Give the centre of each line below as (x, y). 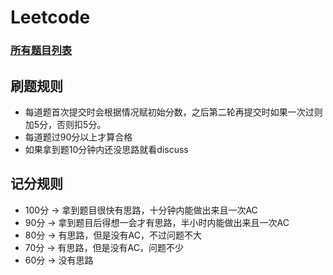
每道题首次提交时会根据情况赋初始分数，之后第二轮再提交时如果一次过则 (173, 112)
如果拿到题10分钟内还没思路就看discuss (106, 149)
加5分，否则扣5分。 (65, 124)
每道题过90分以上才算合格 (78, 137)
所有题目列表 (41, 51)
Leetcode (50, 17)
